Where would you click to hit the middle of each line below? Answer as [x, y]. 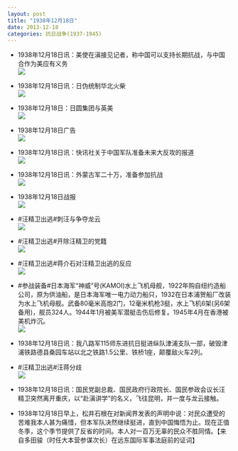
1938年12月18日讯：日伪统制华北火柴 [72, 86]
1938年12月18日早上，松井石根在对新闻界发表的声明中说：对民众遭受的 [121, 413]
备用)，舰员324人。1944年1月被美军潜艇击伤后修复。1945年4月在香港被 [123, 313]
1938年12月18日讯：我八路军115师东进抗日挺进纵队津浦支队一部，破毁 [119, 343]
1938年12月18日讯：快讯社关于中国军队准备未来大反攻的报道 [106, 153]
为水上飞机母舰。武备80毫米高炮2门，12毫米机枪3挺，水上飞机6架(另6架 [124, 303]
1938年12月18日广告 [47, 130]
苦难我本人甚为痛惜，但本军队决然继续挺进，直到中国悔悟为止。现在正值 [123, 423]
